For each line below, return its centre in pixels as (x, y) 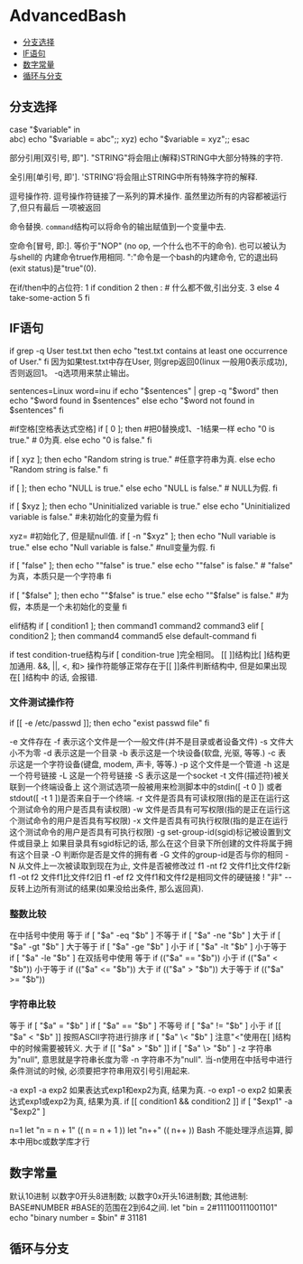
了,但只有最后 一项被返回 (55, 207)
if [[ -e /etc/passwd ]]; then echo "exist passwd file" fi (110, 723)
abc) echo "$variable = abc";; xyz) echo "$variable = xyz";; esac (130, 139)
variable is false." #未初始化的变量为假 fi (84, 517)
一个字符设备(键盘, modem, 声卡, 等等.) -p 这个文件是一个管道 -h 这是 (161, 763)
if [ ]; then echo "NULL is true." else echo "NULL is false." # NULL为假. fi (143, 488)
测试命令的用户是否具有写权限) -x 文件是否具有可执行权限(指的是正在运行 (152, 820)
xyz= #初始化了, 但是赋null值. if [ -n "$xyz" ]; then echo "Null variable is (143, 536)
